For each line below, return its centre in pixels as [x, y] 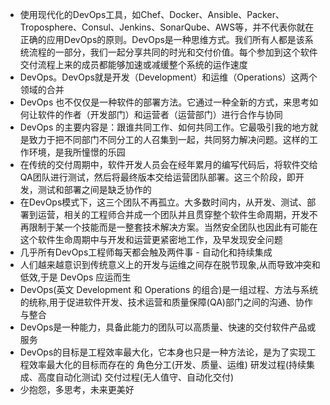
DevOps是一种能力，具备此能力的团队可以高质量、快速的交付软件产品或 [168, 327]
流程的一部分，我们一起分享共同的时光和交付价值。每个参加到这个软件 [173, 52]
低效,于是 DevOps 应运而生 [75, 277]
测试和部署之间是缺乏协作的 [94, 189]
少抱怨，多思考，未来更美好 [77, 389]
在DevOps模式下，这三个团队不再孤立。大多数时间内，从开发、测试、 [163, 202]
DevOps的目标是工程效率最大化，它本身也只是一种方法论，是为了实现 [163, 352]
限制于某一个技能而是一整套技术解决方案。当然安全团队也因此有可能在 [173, 227]
